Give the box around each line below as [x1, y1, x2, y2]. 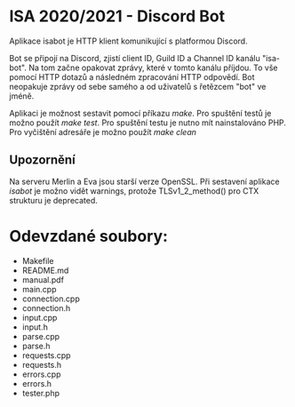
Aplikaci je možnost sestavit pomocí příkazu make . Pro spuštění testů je [9, 108, 272, 118]
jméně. [9, 91, 35, 101]
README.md [21, 265, 69, 275]
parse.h [21, 340, 51, 351]
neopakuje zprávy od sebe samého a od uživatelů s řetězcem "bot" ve [9, 81, 267, 92]
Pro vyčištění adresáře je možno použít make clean [9, 126, 197, 137]
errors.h [21, 378, 52, 388]
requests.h [21, 359, 62, 370]
